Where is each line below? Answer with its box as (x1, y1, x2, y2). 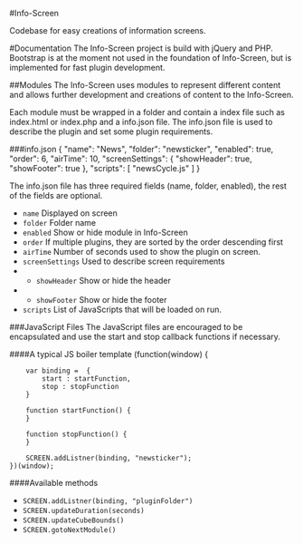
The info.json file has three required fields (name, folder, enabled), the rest (9, 180, 288, 191)
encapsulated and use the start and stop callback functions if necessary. (9, 331, 280, 342)
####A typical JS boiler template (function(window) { (9, 349, 209, 359)
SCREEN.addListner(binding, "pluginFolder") (22, 497, 194, 506)
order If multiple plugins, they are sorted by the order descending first (22, 237, 283, 248)
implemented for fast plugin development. (9, 63, 166, 73)
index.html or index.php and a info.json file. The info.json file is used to (9, 117, 273, 127)
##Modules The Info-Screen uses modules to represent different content (9, 80, 281, 90)
